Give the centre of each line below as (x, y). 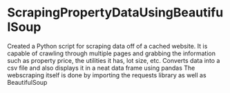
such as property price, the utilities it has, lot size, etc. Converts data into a (114, 60)
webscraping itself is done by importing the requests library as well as (107, 75)
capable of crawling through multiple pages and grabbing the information (112, 53)
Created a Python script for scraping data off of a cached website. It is (107, 46)
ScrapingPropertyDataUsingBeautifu (115, 13)
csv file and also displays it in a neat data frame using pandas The (101, 68)
